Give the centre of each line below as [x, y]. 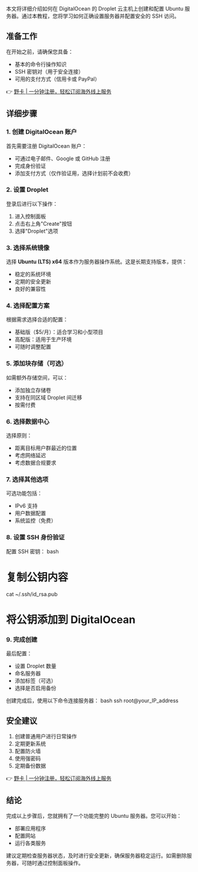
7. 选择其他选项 [27, 479]
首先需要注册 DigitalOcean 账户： [47, 146]
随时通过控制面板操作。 [55, 863]
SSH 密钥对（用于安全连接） [49, 71]
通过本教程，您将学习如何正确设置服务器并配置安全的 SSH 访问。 [100, 16]
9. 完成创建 [22, 639]
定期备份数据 [30, 765]
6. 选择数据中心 [28, 421]
